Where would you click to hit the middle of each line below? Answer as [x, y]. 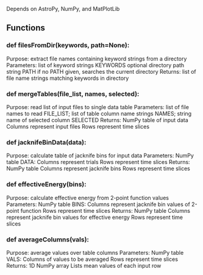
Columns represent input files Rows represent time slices [78, 126]
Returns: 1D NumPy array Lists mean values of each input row [84, 265]
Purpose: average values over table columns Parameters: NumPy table [95, 252]
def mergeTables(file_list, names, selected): [73, 94]
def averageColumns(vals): [48, 239]
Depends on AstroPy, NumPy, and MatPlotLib [63, 9]
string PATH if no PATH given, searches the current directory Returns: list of [101, 71]
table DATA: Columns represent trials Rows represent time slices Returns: [98, 162]
